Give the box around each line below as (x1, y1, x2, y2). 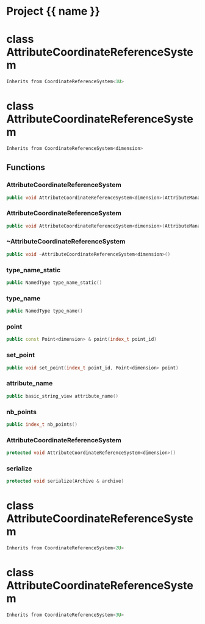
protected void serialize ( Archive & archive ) (6, 478, 124, 485)
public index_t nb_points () (6, 421, 78, 428)
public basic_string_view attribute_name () (6, 393, 119, 399)
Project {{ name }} (6, 4, 101, 18)
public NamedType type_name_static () (6, 280, 103, 286)
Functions (6, 162, 46, 173)
